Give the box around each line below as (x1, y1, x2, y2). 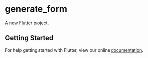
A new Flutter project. (5, 20, 49, 26)
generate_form (5, 3, 68, 15)
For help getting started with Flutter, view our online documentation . (5, 47, 143, 53)
